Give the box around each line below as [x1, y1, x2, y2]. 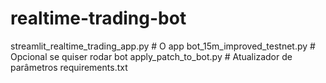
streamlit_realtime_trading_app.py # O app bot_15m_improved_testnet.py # [10, 40, 316, 52]
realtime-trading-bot [10, 7, 187, 30]
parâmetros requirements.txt [10, 61, 128, 73]
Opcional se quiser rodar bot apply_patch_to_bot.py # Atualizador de [10, 50, 293, 62]
